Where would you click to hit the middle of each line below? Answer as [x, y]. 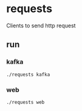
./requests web [26, 102]
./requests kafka [28, 75]
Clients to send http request [41, 25]
